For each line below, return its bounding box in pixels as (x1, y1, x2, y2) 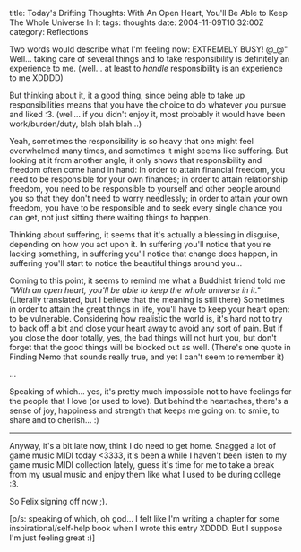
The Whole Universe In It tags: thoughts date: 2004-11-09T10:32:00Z (9, 17, 264, 28)
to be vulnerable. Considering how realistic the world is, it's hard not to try (9, 314, 283, 323)
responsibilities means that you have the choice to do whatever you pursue (9, 99, 287, 110)
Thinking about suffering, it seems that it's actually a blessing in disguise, (9, 229, 280, 240)
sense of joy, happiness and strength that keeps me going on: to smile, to (9, 405, 280, 416)
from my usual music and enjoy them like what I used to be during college (9, 470, 282, 479)
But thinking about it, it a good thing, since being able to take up (9, 90, 245, 100)
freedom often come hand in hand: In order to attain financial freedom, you (9, 165, 286, 175)
